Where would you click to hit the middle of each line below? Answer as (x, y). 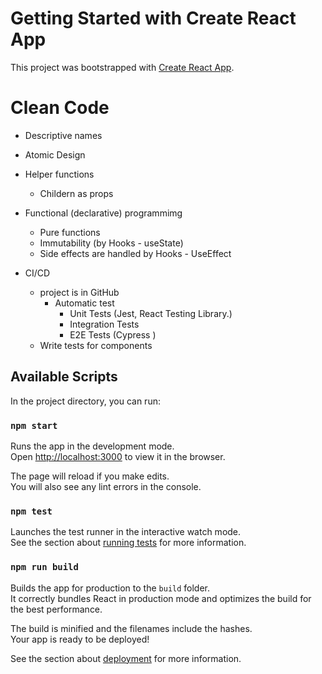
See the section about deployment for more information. (126, 658)
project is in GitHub (79, 292)
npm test (31, 511)
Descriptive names (63, 135)
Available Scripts (64, 377)
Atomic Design (55, 154)
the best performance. (56, 609)
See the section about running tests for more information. (128, 543)
